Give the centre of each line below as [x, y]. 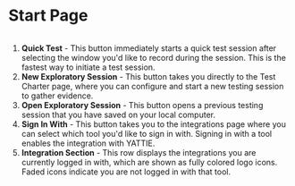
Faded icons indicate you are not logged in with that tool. [126, 172]
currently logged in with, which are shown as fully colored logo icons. [149, 162]
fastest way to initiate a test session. [88, 67]
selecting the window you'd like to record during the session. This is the [154, 57]
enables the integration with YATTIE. [88, 143]
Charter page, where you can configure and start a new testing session [152, 86]
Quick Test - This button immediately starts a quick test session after [149, 48]
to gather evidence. [57, 96]
